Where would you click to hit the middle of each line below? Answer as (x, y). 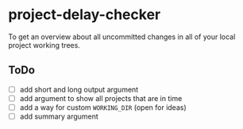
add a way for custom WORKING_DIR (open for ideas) (103, 107)
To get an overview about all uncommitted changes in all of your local (122, 37)
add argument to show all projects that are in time (101, 98)
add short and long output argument (79, 89)
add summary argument (59, 116)
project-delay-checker (85, 15)
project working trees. (44, 45)
